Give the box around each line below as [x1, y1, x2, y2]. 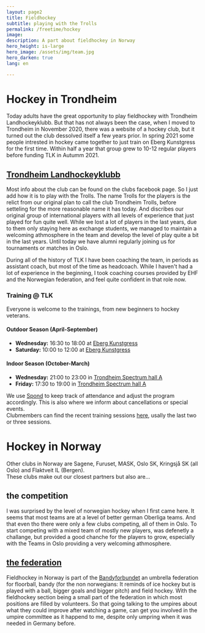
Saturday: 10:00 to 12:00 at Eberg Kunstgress [15, 346, 130, 353]
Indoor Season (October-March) [6, 360, 90, 367]
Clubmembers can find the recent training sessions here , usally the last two [6, 411, 197, 419]
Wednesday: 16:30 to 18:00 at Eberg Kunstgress [15, 339, 138, 347]
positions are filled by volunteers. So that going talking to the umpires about [6, 600, 198, 607]
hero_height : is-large [6, 44, 64, 50]
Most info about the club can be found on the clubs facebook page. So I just [6, 185, 198, 193]
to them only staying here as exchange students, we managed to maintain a [6, 225, 197, 232]
